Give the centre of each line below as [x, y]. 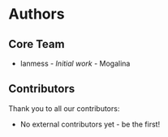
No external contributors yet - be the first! [90, 124]
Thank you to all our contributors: [64, 108]
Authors [37, 14]
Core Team [37, 44]
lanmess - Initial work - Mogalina [75, 63]
